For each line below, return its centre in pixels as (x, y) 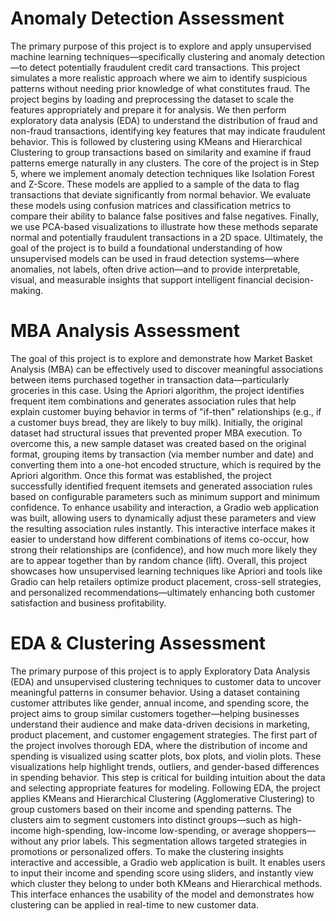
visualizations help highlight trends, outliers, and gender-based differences (165, 766)
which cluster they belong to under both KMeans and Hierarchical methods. (166, 883)
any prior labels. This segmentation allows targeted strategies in (175, 841)
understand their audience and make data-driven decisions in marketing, (160, 724)
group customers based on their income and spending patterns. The (151, 809)
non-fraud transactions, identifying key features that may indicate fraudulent (168, 131)
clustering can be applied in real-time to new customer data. (135, 904)
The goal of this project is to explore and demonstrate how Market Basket (161, 358)
